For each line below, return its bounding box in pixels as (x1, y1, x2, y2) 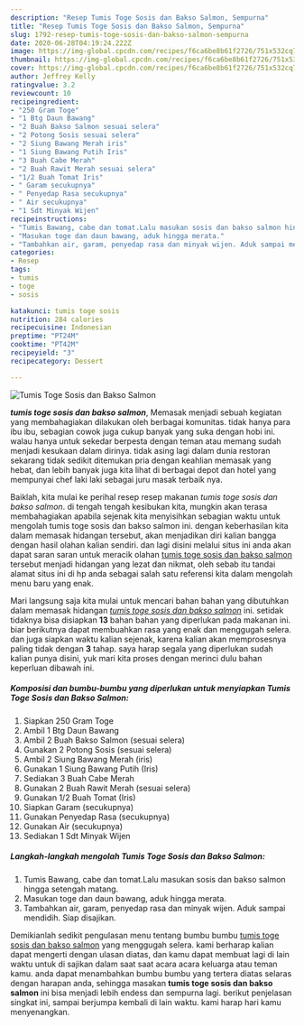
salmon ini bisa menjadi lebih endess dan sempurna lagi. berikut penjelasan (10, 987, 292, 998)
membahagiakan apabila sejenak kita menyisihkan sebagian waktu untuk (10, 511, 281, 522)
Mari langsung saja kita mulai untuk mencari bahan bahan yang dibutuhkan (10, 595, 290, 605)
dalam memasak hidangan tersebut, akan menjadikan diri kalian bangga (10, 530, 277, 541)
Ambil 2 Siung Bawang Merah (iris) (23, 753, 153, 764)
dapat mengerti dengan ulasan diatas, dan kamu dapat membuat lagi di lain (10, 948, 290, 959)
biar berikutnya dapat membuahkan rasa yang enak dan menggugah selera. (10, 624, 292, 634)
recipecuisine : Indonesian (10, 323, 112, 332)
